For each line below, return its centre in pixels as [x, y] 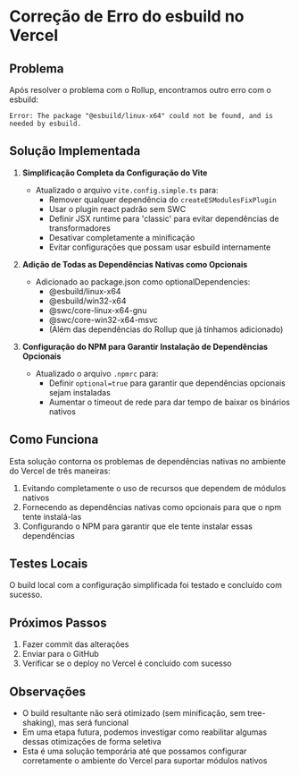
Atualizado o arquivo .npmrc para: [97, 373]
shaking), [39, 723]
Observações [48, 691]
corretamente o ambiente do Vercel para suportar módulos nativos [145, 761]
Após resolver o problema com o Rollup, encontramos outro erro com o [141, 90]
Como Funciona [54, 440]
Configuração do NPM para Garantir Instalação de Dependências [145, 346]
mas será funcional [94, 723]
